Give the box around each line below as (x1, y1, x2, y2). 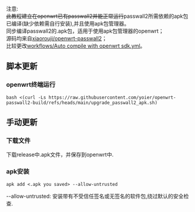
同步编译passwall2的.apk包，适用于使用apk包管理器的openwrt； (6, 27, 164, 34)
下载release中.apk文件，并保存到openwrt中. (6, 151, 114, 159)
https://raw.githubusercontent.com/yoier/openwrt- (48, 94, 177, 100)
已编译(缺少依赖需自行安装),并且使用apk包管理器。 (6, 20, 130, 27)
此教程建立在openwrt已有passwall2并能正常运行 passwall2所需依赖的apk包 (6, 12, 188, 20)
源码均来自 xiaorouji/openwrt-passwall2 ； (6, 35, 107, 42)
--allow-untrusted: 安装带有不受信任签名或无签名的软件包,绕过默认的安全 (6, 192, 184, 200)
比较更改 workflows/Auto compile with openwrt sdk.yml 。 (6, 42, 146, 49)
